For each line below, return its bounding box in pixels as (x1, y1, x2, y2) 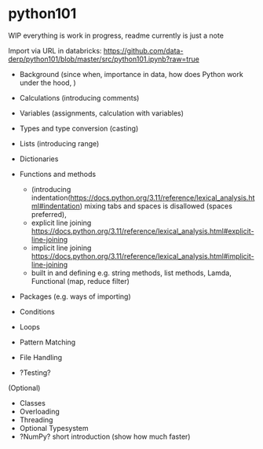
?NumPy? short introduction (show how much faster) (19, 432, 191, 441)
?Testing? (19, 367, 51, 377)
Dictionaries (19, 154, 59, 164)
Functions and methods (19, 169, 97, 178)
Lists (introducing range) (19, 138, 100, 148)
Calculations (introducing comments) (19, 93, 140, 102)
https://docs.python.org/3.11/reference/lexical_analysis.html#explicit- (31, 226, 254, 236)
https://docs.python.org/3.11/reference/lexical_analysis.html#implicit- (31, 251, 254, 260)
